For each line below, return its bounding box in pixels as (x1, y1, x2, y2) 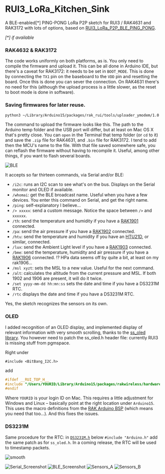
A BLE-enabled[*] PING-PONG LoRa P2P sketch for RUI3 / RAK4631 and (5, 20, 151, 26)
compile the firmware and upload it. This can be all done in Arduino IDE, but (5, 63, 158, 69)
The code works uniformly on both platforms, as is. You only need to (5, 58, 144, 64)
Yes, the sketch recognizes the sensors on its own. (5, 301, 108, 307)
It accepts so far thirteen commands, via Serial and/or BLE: (5, 172, 124, 178)
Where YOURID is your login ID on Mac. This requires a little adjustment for (5, 395, 154, 401)
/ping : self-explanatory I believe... (12, 203, 81, 208)
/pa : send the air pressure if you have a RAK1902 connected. (12, 229, 136, 235)
